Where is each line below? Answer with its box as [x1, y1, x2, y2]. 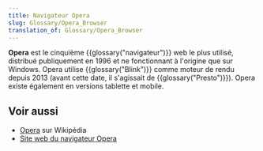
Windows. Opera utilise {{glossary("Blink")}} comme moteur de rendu [8, 65, 235, 74]
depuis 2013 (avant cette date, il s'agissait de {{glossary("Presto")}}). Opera [8, 73, 255, 83]
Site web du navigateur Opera [19, 134, 117, 143]
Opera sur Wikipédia [19, 126, 87, 135]
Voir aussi [8, 104, 58, 118]
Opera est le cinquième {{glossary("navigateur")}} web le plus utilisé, [8, 48, 235, 58]
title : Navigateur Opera [8, 11, 90, 20]
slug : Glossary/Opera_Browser [8, 19, 108, 27]
